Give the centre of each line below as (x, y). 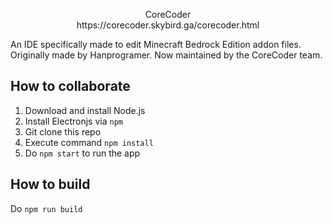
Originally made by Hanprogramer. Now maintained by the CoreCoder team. (166, 55)
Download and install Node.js (85, 110)
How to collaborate (70, 86)
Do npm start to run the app (82, 153)
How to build (50, 184)
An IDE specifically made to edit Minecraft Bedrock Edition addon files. (156, 44)
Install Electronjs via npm (73, 121)
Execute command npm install (89, 142)
